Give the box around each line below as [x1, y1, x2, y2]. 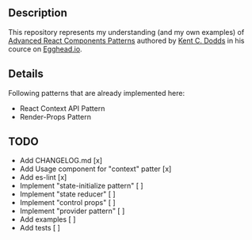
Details [8, 67, 44, 81]
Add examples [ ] [19, 215, 76, 224]
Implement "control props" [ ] [19, 198, 116, 208]
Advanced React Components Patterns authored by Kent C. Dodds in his [8, 36, 245, 45]
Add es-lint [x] [19, 173, 67, 182]
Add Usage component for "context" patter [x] [19, 164, 172, 173]
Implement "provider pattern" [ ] [19, 206, 125, 216]
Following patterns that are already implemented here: [8, 88, 185, 97]
